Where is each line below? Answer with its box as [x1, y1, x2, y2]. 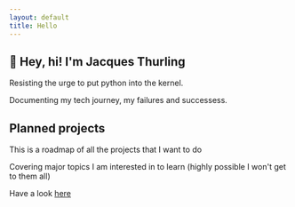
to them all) [9, 171, 51, 182]
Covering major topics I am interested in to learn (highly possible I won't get [9, 162, 287, 172]
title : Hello [9, 21, 58, 30]
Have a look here [9, 188, 71, 199]
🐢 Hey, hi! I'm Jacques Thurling [9, 54, 186, 69]
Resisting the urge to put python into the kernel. [9, 77, 184, 89]
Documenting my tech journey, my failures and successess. [9, 95, 228, 106]
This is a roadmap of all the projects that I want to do [9, 144, 203, 155]
